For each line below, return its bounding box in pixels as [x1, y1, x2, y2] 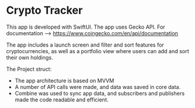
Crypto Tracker [6, 4, 83, 17]
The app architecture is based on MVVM [14, 77, 115, 84]
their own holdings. [6, 54, 54, 61]
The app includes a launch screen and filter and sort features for [6, 41, 165, 48]
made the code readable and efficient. [14, 96, 109, 103]
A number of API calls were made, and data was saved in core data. [14, 83, 181, 90]
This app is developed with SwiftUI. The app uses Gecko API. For [6, 23, 165, 30]
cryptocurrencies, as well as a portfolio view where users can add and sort [6, 47, 189, 54]
